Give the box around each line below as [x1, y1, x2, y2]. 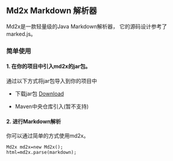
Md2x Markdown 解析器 [6, 5, 98, 16]
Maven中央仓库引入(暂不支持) [14, 103, 89, 110]
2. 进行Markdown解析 [6, 118, 61, 125]
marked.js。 [6, 30, 36, 37]
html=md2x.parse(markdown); [6, 150, 77, 156]
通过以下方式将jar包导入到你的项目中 [6, 77, 98, 84]
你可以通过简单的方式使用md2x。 [6, 132, 89, 139]
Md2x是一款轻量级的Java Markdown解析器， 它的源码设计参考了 [6, 23, 168, 30]
